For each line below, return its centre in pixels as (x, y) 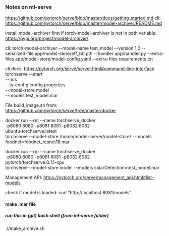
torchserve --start (24, 74)
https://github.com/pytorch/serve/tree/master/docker (61, 111)
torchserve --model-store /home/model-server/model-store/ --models (79, 137)
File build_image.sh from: (32, 105)
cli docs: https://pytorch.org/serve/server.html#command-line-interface (80, 69)
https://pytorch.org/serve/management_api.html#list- (98, 178)
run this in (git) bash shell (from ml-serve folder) (57, 216)
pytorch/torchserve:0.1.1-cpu (35, 162)
